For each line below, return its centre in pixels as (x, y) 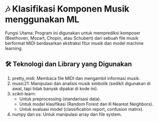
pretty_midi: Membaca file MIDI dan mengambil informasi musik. (76, 78)
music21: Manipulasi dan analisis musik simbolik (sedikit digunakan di (81, 83)
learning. (14, 48)
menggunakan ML (42, 20)
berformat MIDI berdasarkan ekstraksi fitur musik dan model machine (74, 43)
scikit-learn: (24, 93)
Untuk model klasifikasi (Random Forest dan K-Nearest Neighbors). (86, 104)
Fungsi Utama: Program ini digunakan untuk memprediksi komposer (73, 33)
